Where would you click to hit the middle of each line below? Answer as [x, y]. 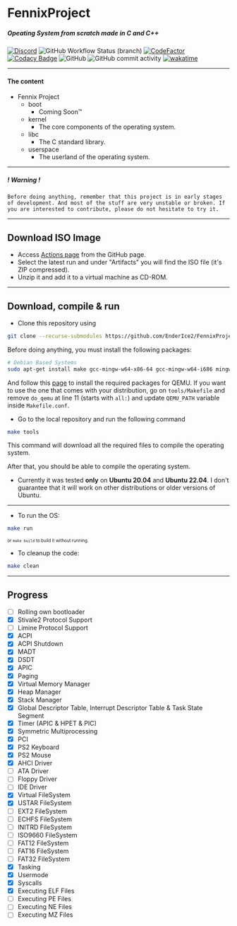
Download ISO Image [54, 237]
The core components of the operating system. [107, 127]
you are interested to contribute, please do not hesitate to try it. [113, 209]
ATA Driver [33, 771]
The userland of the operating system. [94, 157]
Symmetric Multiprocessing [57, 731]
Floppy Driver [37, 779]
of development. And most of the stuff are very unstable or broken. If [116, 203]
